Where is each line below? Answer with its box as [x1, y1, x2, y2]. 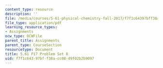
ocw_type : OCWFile [5, 34, 42, 39]
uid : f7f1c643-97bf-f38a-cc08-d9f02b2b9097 [5, 56, 95, 61]
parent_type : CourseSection [5, 43, 62, 47]
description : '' [5, 11, 38, 16]
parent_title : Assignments [5, 38, 60, 43]
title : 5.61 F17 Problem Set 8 [5, 51, 68, 57]
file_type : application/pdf [5, 20, 62, 25]
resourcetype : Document [5, 47, 53, 52]
